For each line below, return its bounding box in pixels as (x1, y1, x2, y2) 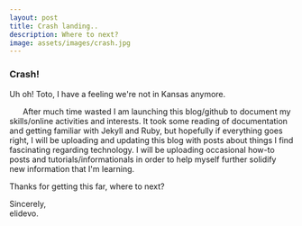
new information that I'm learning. (9, 163, 135, 174)
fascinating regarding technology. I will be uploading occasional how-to (9, 144, 275, 155)
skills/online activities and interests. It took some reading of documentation (9, 115, 288, 126)
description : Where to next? (9, 30, 119, 39)
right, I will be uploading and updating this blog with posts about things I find (9, 134, 294, 145)
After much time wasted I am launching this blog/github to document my (22, 105, 291, 117)
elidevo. (9, 208, 39, 219)
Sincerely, (9, 198, 47, 209)
